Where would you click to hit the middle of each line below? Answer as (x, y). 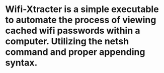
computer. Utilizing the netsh (67, 42)
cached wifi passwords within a (73, 31)
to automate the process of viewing (81, 20)
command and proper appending (75, 52)
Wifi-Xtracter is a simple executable (82, 9)
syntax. (21, 63)
